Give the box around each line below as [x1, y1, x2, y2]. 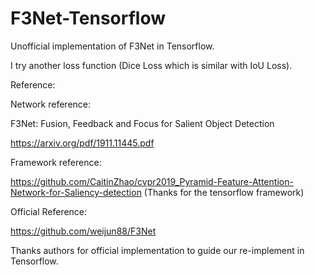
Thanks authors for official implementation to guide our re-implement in [10, 244, 305, 256]
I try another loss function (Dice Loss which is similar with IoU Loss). [10, 59, 293, 71]
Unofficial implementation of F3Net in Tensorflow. [10, 40, 215, 52]
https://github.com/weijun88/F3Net [10, 225, 157, 237]
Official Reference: [10, 205, 88, 217]
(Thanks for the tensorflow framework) [143, 186, 305, 198]
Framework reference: [10, 156, 102, 168]
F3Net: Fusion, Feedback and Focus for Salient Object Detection [10, 117, 275, 129]
